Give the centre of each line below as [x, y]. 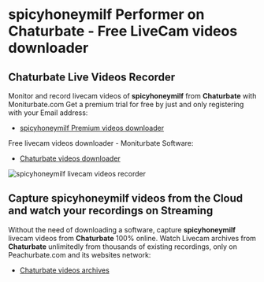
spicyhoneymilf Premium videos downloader [91, 128]
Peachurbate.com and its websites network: [80, 254]
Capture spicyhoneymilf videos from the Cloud [126, 199]
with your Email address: [48, 113]
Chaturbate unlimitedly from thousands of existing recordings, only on [123, 247]
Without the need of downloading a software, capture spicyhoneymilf [122, 229]
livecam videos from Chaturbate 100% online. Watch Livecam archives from [132, 238]
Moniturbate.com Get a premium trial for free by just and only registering [126, 104]
